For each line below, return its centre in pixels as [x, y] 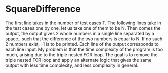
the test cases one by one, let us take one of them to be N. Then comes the [83, 28]
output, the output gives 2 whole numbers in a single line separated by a [80, 33]
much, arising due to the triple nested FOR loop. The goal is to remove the [81, 54]
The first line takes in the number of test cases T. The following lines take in [83, 23]
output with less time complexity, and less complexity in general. [72, 65]
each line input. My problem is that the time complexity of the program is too [84, 49]
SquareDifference [43, 9]
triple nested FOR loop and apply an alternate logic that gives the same [78, 60]
